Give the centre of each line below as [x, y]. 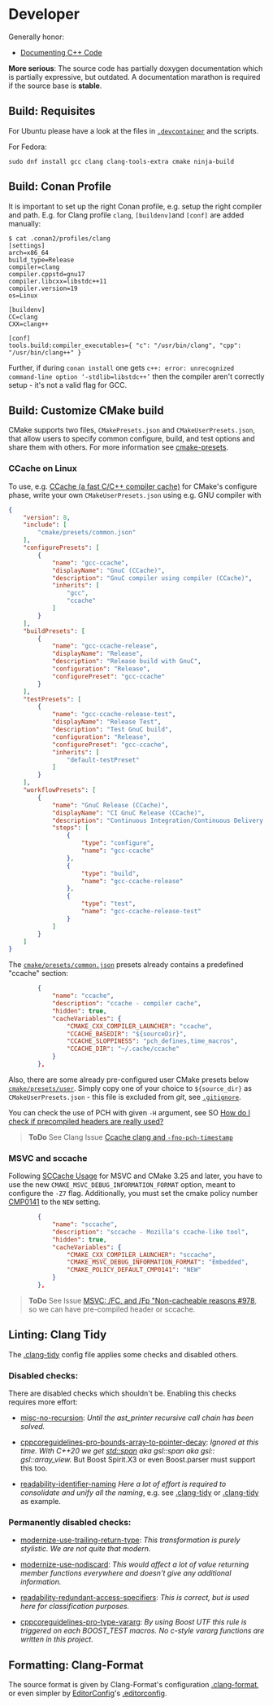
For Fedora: [28, 147]
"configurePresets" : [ [61, 548]
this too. [34, 1468]
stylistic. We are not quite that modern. [85, 1549]
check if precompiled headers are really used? [86, 1121]
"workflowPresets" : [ [59, 790]
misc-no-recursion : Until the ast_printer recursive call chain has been [137, 1418]
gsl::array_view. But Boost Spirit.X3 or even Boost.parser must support [138, 1460]
